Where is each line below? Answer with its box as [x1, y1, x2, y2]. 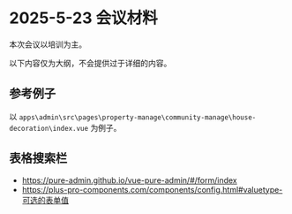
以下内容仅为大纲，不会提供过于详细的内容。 [9, 57, 172, 68]
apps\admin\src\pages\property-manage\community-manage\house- [19, 112, 257, 122]
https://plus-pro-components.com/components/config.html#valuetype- [21, 184, 283, 195]
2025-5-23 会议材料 [9, 8, 158, 28]
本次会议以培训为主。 [9, 39, 86, 50]
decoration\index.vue [9, 124, 89, 133]
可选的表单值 [21, 195, 69, 205]
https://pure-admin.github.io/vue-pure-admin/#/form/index [21, 174, 237, 186]
